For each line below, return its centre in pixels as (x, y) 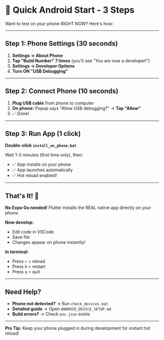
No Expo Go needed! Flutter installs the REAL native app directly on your (78, 208)
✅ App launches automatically (42, 170)
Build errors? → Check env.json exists (51, 314)
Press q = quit (26, 272)
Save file (21, 237)
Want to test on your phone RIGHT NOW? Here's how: (59, 24)
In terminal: (17, 252)
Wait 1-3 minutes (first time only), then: (44, 155)
